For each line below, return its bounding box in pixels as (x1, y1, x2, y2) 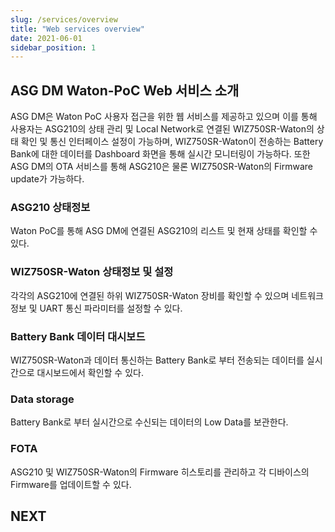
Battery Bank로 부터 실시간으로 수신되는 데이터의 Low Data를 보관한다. (10, 416, 289, 428)
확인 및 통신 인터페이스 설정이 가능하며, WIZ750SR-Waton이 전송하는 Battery (20, 136, 324, 148)
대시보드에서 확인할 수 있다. (36, 366, 144, 378)
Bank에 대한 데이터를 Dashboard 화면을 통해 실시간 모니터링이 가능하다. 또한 (10, 148, 311, 160)
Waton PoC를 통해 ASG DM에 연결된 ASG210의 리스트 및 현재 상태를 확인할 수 (10, 225, 318, 237)
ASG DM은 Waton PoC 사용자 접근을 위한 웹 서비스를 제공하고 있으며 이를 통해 (10, 111, 318, 123)
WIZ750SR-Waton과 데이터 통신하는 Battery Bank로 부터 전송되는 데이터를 (10, 354, 305, 366)
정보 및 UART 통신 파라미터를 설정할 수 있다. (10, 302, 183, 314)
